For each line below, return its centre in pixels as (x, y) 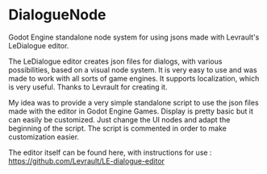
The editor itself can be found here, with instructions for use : (110, 152)
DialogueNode (57, 15)
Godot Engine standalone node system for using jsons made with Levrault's (134, 37)
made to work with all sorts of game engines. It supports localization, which (134, 78)
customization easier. (44, 137)
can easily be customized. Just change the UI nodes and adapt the (119, 119)
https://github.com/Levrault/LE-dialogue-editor (87, 161)
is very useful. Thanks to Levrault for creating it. (88, 87)
